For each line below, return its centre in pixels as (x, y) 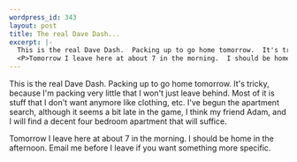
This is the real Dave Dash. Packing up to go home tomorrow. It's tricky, (139, 84)
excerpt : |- (31, 42)
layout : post (33, 26)
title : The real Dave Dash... (65, 34)
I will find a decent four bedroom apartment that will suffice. (118, 121)
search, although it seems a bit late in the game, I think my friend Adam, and (148, 112)
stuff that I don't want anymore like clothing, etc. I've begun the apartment (145, 102)
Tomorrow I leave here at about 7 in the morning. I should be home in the (141, 139)
